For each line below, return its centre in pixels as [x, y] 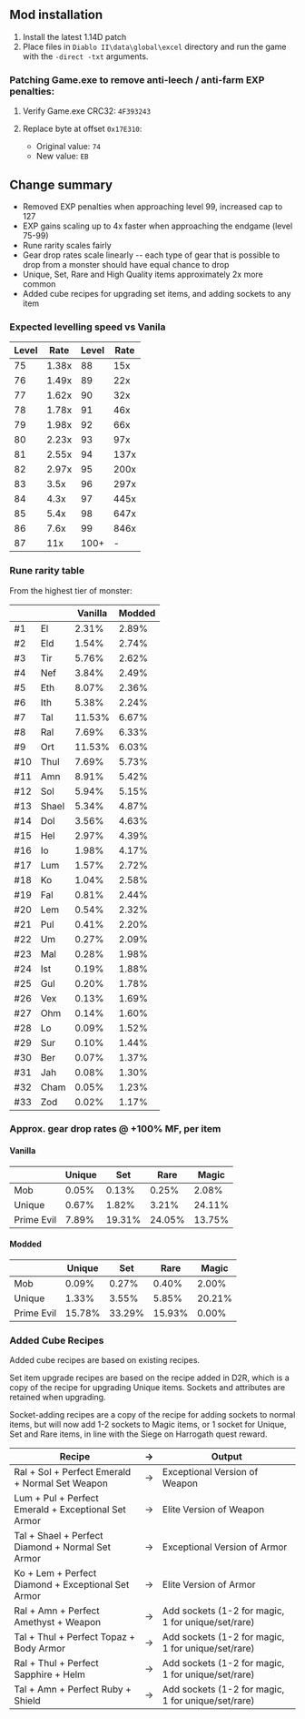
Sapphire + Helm [50, 1674]
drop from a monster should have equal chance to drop [126, 264]
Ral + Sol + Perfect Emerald [73, 1472]
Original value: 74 [69, 147]
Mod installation [56, 15]
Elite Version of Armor [209, 1585]
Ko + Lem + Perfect [55, 1573]
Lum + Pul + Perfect [56, 1499]
